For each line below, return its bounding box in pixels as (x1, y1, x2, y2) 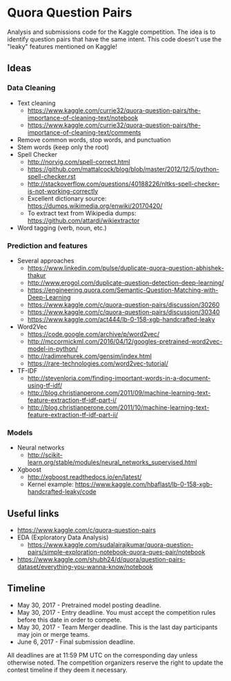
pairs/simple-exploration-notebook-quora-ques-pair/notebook (27, 548, 205, 557)
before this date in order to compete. (17, 615, 122, 624)
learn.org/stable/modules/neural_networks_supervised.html (27, 458, 198, 467)
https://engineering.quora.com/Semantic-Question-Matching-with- (27, 285, 219, 294)
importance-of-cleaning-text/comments (27, 128, 141, 136)
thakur (27, 271, 46, 279)
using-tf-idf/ (27, 381, 63, 390)
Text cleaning (17, 99, 57, 107)
